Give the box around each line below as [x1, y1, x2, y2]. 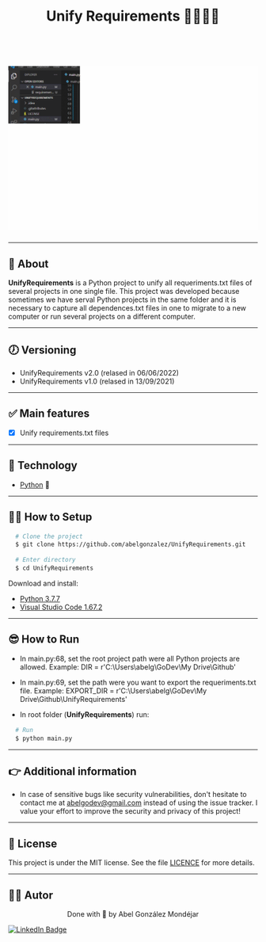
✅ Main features [8, 407, 90, 421]
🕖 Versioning [8, 343, 77, 357]
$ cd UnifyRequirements [15, 564, 93, 573]
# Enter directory [15, 556, 77, 564]
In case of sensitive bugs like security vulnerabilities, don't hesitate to [19, 790, 247, 799]
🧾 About [8, 257, 49, 270]
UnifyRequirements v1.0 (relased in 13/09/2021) [19, 376, 175, 386]
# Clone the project [15, 532, 83, 540]
